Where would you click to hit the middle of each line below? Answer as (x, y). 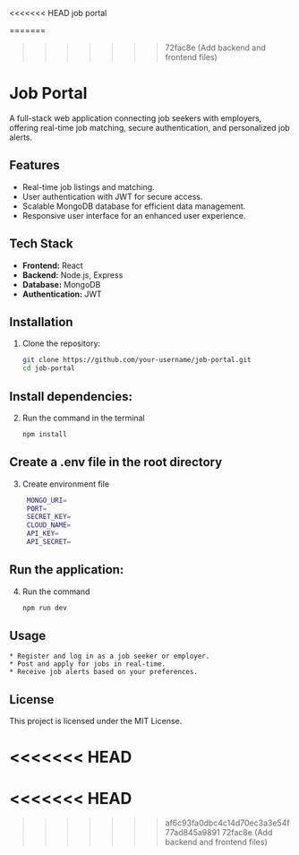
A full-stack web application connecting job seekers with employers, (136, 118)
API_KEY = (43, 534)
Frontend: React (52, 265)
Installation (41, 322)
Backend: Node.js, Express (73, 275)
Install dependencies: (71, 397)
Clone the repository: (61, 343)
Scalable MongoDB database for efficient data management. (134, 206)
